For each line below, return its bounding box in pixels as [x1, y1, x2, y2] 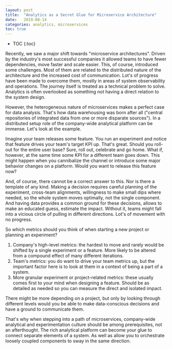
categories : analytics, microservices [5, 22, 88, 27]
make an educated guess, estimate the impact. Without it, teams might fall [5, 206, 162, 212]
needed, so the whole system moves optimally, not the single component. [5, 195, 161, 201]
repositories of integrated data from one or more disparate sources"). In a [5, 115, 161, 121]
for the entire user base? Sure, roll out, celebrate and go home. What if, [13, 147, 163, 153]
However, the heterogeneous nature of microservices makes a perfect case [5, 104, 165, 110]
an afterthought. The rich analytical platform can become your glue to [5, 327, 153, 333]
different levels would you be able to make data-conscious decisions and [5, 301, 160, 307]
